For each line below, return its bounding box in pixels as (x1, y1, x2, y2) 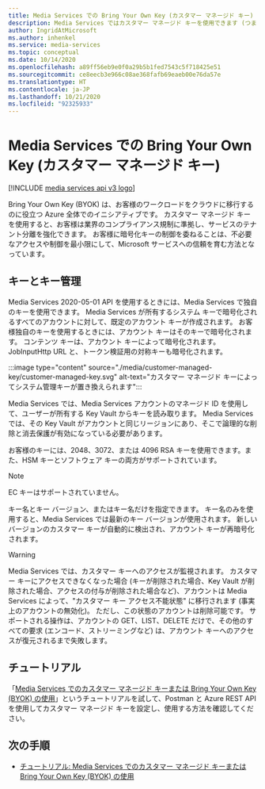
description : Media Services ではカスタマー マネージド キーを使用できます (8, 19, 239, 27)
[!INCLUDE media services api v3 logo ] (8, 183, 136, 193)
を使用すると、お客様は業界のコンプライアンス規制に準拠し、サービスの (8, 220, 244, 229)
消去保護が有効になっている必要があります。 (21, 428, 167, 438)
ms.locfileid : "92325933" (8, 100, 93, 108)
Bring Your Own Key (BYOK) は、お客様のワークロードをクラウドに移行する (8, 200, 255, 209)
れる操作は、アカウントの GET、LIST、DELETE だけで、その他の (35, 615, 247, 625)
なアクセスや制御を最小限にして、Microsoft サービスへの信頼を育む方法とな (8, 239, 256, 249)
